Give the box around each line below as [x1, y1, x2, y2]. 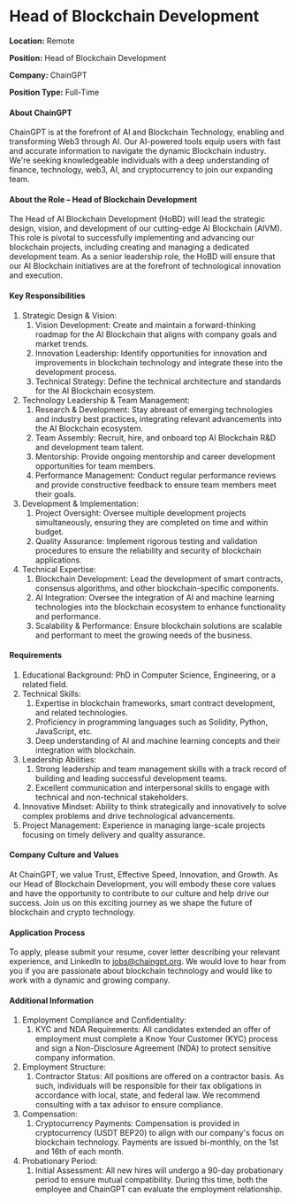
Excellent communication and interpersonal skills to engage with [34, 782, 269, 793]
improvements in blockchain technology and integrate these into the [34, 356, 284, 368]
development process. [34, 366, 118, 377]
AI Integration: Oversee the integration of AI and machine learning [34, 592, 276, 602]
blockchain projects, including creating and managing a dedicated [9, 241, 250, 253]
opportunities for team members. [34, 460, 156, 471]
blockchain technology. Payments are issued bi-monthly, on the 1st [34, 1137, 279, 1147]
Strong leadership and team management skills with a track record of [34, 763, 287, 774]
